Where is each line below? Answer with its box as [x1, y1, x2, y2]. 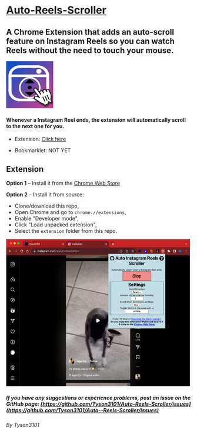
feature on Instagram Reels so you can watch [6, 36, 175, 46]
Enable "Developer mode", [14, 215, 79, 222]
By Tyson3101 [6, 421, 39, 428]
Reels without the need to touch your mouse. [6, 45, 174, 55]
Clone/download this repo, [14, 202, 79, 209]
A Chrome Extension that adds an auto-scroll [6, 27, 175, 37]
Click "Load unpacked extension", [14, 221, 97, 228]
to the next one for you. [6, 122, 65, 129]
